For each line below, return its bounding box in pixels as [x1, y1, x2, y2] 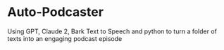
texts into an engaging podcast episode [7, 34, 123, 42]
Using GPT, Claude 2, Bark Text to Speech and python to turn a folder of [7, 27, 217, 35]
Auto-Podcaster [7, 4, 104, 20]
